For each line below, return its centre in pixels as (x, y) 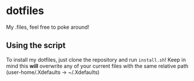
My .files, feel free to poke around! (48, 27)
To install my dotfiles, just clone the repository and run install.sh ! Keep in (96, 59)
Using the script (36, 45)
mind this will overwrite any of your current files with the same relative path (97, 66)
